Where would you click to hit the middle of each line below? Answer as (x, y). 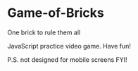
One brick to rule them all (44, 32)
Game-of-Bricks (56, 13)
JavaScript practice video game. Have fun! (69, 46)
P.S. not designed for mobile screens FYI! (68, 59)
